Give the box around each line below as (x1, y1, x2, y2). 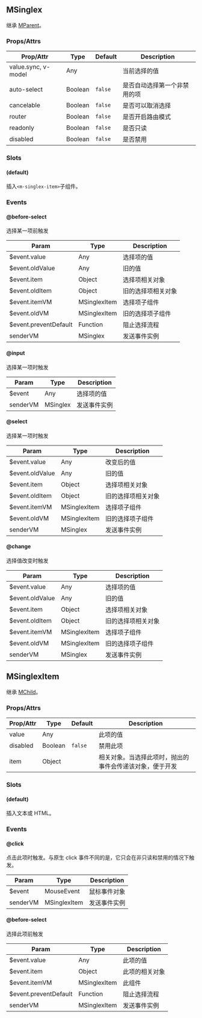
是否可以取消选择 (122, 102, 171, 110)
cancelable (9, 101, 41, 110)
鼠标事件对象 (89, 887, 126, 896)
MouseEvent (44, 887, 80, 896)
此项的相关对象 (123, 967, 165, 976)
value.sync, (9, 63, 42, 71)
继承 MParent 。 (6, 21, 45, 29)
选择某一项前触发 (6, 227, 49, 234)
